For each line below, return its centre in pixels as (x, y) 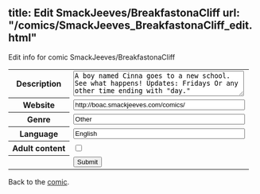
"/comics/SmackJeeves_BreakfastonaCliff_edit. (130, 26)
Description (39, 84)
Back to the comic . (39, 181)
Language (39, 134)
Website (39, 105)
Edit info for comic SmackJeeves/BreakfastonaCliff (92, 57)
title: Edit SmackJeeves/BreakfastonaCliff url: (124, 13)
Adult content (39, 149)
